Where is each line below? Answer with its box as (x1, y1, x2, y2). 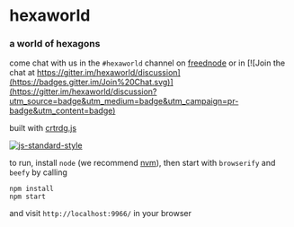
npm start (9, 192, 47, 202)
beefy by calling (9, 167, 67, 178)
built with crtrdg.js (9, 123, 77, 134)
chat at (9, 67, 36, 78)
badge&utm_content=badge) (9, 105, 116, 117)
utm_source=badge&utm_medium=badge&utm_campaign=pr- (9, 96, 239, 107)
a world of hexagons (9, 38, 101, 50)
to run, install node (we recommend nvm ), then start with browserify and (9, 158, 276, 169)
